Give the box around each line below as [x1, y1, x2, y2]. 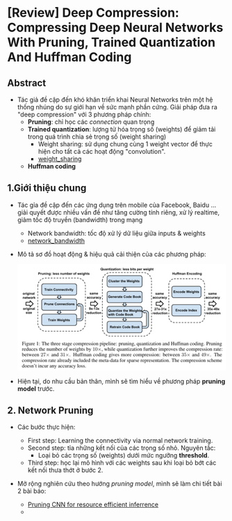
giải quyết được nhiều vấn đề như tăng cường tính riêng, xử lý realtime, [17, 208, 220, 217]
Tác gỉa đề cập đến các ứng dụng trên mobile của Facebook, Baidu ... [17, 201, 217, 209]
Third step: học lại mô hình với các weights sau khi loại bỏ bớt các [27, 458, 217, 467]
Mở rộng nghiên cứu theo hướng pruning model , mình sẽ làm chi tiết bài [17, 479, 222, 488]
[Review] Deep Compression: [7, 5, 179, 21]
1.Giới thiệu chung [7, 182, 87, 194]
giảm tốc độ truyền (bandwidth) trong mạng [17, 215, 143, 224]
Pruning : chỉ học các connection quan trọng [27, 118, 155, 126]
